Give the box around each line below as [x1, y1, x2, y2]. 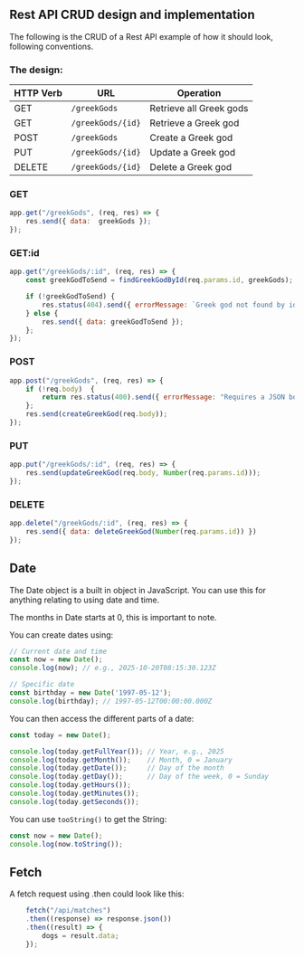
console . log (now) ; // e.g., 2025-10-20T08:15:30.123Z [9, 664, 217, 673]
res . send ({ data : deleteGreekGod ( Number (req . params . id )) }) [25, 526, 257, 536]
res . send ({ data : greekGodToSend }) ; [42, 317, 184, 327]
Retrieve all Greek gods [149, 102, 249, 115]
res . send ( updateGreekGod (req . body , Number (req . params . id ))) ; [25, 469, 261, 478]
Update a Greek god [149, 147, 236, 159]
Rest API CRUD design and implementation [9, 7, 255, 23]
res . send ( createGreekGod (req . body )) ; [25, 410, 168, 419]
